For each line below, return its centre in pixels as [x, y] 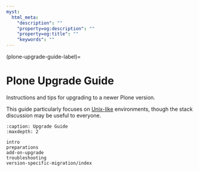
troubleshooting [26, 158]
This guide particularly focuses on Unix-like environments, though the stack [99, 109]
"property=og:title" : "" [48, 34]
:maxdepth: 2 [22, 132]
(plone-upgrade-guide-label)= [44, 57]
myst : [13, 12]
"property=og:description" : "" [56, 28]
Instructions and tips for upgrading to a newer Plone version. [81, 97]
